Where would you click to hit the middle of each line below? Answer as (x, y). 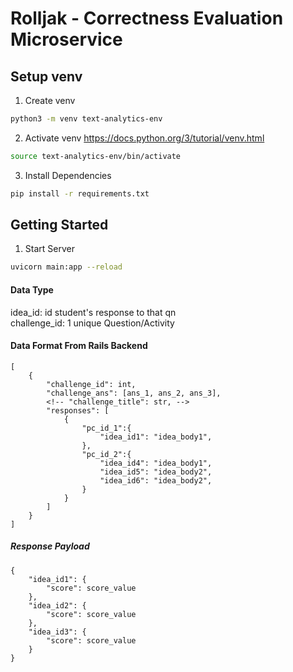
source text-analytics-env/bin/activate (96, 156)
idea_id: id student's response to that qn (93, 312)
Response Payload (50, 546)
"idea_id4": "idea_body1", (156, 463)
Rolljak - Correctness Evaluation (147, 18)
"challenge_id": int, (91, 384)
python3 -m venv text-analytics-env (86, 119)
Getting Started (59, 225)
